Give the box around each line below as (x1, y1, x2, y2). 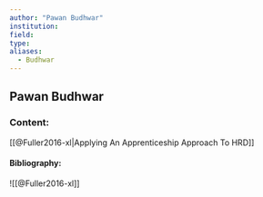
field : (9, 30, 35, 39)
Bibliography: (9, 158, 62, 169)
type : (9, 38, 30, 48)
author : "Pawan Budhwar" (9, 13, 104, 23)
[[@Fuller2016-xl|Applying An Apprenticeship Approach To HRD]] (9, 137, 255, 148)
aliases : (9, 47, 43, 56)
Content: (9, 116, 50, 129)
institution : (9, 22, 59, 31)
